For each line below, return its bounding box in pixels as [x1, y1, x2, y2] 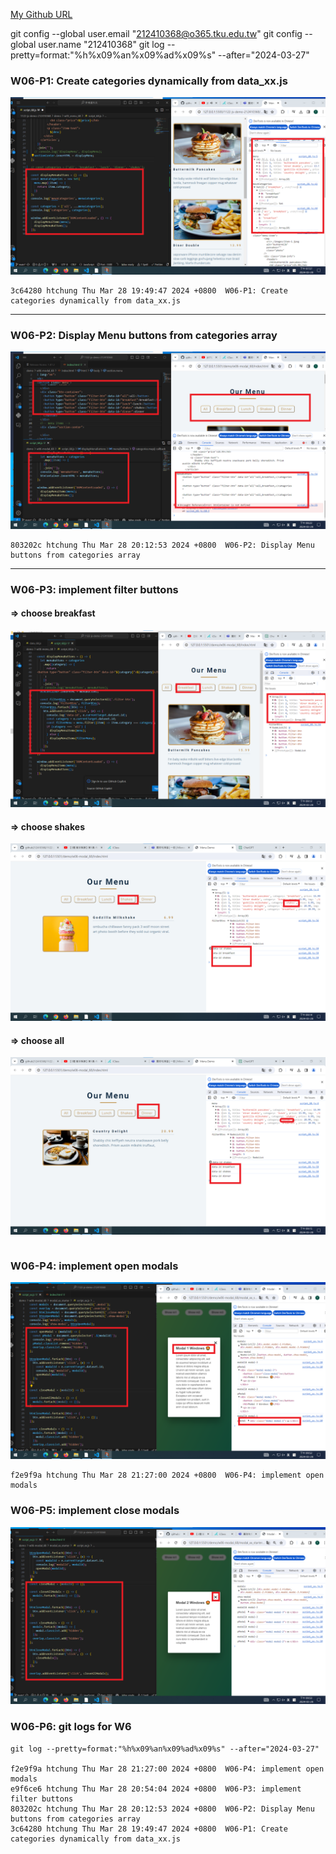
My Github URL [10, 9, 73, 20]
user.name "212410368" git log [38, 39, 165, 50]
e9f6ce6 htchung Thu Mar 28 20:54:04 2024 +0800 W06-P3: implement [10, 1784, 302, 1794]
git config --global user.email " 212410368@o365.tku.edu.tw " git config [10, 28, 303, 39]
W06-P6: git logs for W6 [10, 1720, 132, 1734]
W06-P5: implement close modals [10, 1504, 180, 1518]
